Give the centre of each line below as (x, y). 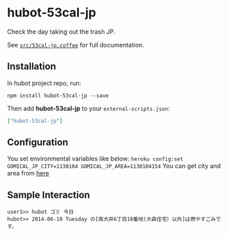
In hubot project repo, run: (44, 83)
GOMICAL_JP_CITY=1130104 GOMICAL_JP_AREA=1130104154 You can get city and (114, 166)
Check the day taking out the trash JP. (61, 32)
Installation (32, 67)
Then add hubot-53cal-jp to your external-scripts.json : (89, 108)
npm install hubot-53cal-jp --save (58, 95)
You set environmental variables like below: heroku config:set (95, 158)
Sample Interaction (49, 194)
